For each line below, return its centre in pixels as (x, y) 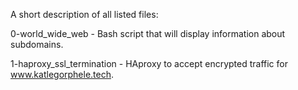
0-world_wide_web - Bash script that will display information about (148, 33)
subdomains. (37, 44)
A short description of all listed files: (84, 14)
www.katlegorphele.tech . (62, 74)
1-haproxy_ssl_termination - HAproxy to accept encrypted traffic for (149, 63)
